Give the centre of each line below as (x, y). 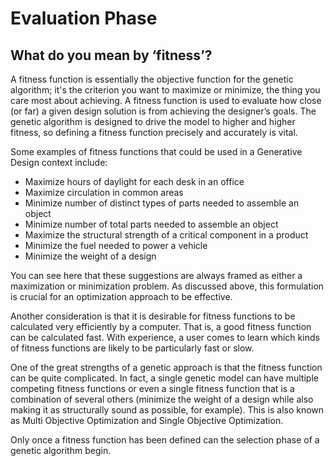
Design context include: (59, 162)
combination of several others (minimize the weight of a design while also (162, 399)
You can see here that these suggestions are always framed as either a (156, 275)
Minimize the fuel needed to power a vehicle (116, 245)
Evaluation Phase (84, 18)
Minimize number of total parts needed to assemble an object (151, 224)
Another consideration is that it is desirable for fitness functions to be (153, 316)
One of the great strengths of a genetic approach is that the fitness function (166, 367)
